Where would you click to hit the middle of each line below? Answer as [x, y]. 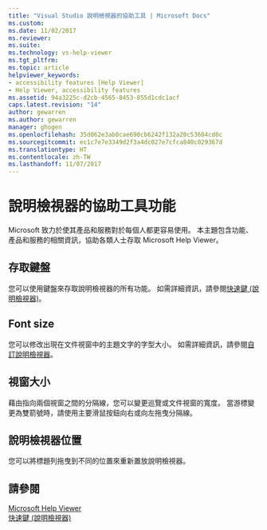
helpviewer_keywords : [44, 75]
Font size [31, 324]
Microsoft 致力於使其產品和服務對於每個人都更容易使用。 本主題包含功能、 [131, 230]
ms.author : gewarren [43, 120]
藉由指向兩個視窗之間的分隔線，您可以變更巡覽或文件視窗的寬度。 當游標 [128, 402]
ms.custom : [26, 23]
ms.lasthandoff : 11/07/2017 [55, 165]
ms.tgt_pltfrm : [33, 61]
